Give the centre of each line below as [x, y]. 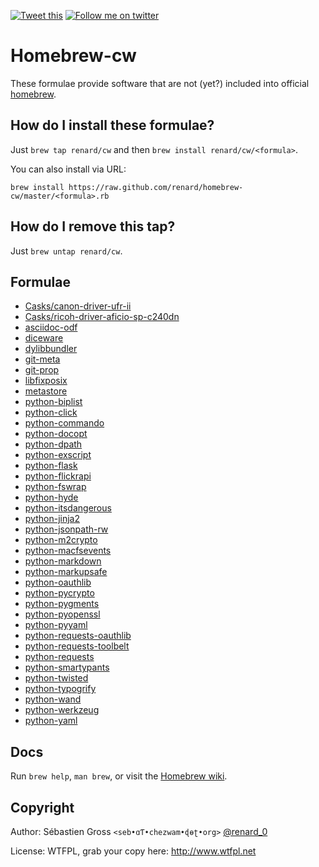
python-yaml [51, 721]
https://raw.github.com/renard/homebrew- [156, 187]
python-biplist [53, 402]
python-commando [64, 423]
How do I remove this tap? [93, 226]
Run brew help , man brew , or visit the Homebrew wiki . [119, 776]
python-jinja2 [52, 519]
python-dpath [53, 444]
